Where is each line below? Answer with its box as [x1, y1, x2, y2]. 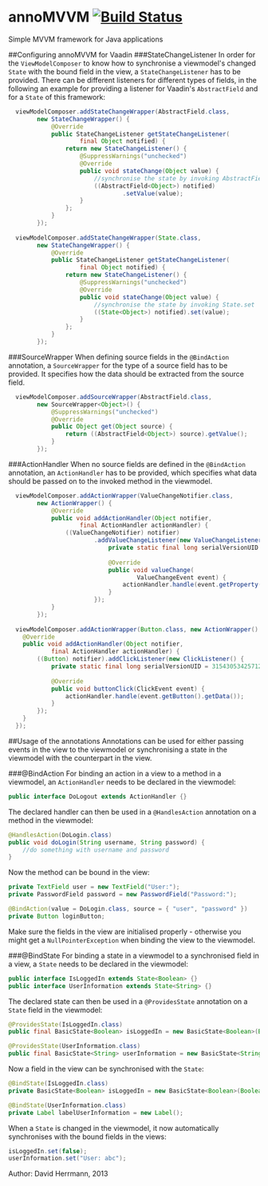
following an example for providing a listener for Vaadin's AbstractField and [8, 84, 258, 93]
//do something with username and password [22, 846, 170, 854]
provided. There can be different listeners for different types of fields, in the [8, 75, 257, 85]
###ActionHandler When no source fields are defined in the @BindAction [8, 459, 246, 468]
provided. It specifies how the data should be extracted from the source [8, 369, 245, 378]
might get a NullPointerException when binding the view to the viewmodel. [8, 935, 256, 945]
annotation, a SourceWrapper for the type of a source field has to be [8, 360, 228, 370]
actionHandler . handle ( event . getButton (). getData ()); [65, 692, 245, 700]
